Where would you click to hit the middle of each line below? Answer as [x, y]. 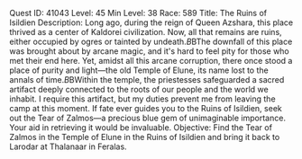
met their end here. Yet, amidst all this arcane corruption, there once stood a [151, 61]
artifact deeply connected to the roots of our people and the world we [139, 89]
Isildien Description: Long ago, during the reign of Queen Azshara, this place [151, 22]
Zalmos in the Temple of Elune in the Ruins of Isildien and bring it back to [145, 137]
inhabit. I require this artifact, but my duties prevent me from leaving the [143, 99]
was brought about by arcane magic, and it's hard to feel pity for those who [150, 51]
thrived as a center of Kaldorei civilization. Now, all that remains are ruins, [146, 32]
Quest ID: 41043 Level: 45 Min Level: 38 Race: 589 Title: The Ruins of [138, 13]
